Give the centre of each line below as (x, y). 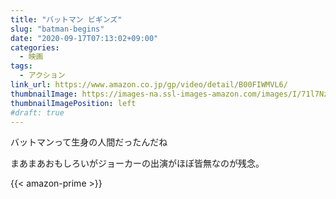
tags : (21, 66)
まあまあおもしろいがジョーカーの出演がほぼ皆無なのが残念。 (137, 163)
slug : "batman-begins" (57, 29)
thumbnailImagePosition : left (73, 103)
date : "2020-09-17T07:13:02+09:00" (84, 38)
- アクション (42, 76)
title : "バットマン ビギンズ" (66, 19)
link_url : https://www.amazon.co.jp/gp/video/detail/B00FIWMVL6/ (149, 85)
